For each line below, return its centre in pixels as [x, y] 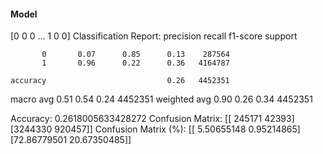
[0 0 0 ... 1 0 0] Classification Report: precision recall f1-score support [154, 36]
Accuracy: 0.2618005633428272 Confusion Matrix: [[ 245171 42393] [152, 119]
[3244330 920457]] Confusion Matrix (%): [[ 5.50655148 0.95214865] [155, 129]
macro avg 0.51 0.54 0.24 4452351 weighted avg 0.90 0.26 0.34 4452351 [161, 99]
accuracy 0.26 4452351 [120, 81]
